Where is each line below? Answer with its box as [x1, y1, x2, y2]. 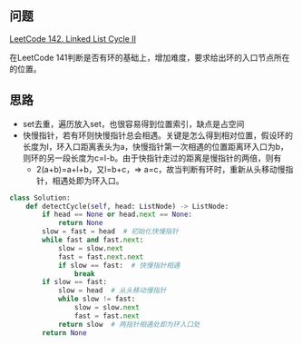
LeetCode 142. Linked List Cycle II [9, 33, 137, 44]
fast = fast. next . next [57, 252, 144, 261]
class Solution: [9, 193, 71, 202]
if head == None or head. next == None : [42, 210, 193, 220]
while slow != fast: [57, 294, 136, 304]
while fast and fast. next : [42, 235, 144, 244]
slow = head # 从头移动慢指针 [57, 286, 167, 295]
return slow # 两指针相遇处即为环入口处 [57, 320, 200, 329]
